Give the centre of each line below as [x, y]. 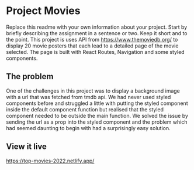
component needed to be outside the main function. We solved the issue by [97, 115]
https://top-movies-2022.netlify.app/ [50, 161]
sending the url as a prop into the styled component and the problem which [97, 122]
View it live [26, 147]
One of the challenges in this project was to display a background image [93, 91]
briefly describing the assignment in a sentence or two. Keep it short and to [97, 33]
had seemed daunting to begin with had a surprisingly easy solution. [88, 128]
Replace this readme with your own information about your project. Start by [97, 27]
